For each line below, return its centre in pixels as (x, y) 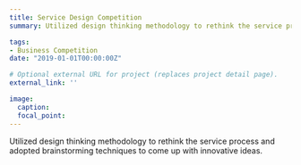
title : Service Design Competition (76, 17)
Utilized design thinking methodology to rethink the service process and (142, 141)
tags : (19, 42)
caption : (34, 107)
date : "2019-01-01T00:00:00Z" (66, 59)
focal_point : (42, 115)
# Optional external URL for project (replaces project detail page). (144, 75)
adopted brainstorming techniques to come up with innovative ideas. (136, 150)
